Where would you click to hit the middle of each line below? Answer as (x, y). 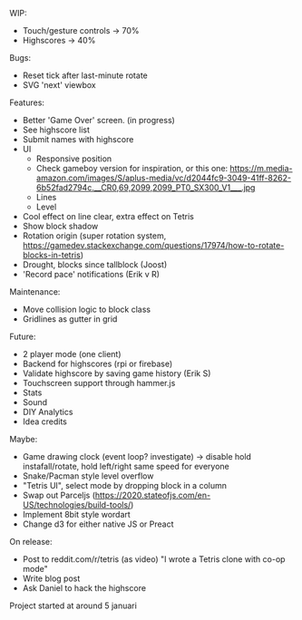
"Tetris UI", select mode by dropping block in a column (125, 485)
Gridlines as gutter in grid (70, 319)
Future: (23, 336)
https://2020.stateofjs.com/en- (153, 495)
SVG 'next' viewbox (59, 85)
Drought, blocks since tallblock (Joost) (95, 265)
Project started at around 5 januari (73, 605)
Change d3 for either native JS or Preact (98, 524)
